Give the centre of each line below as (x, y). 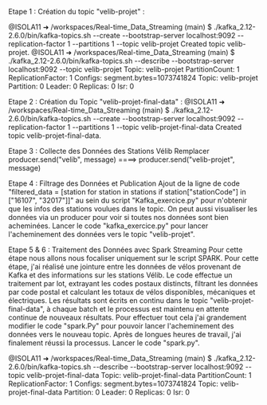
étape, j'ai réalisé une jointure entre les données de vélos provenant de (125, 267)
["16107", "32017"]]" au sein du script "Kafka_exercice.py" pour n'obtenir (128, 200)
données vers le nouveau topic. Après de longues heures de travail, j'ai (125, 334)
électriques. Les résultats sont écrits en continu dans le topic (108, 301)
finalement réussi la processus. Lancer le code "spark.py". (104, 343)
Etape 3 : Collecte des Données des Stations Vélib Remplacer (109, 151)
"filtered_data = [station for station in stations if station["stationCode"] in (128, 192)
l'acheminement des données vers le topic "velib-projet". (102, 234)
